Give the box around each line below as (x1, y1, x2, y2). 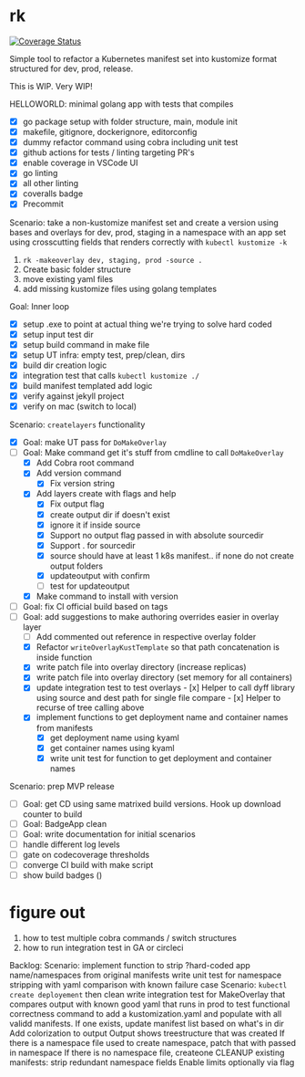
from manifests (36, 722, 94, 733)
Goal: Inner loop (9, 300, 70, 311)
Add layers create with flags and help (36, 488, 177, 499)
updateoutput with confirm (49, 570, 150, 580)
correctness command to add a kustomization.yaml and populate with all (9, 1009, 282, 1019)
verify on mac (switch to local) (22, 401, 137, 412)
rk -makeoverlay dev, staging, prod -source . (22, 256, 203, 265)
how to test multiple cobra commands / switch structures (22, 933, 237, 944)
